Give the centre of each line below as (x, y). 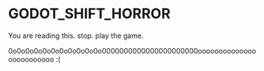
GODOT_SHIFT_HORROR (90, 14)
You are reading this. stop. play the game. (76, 35)
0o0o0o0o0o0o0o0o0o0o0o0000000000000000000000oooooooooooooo (132, 50)
